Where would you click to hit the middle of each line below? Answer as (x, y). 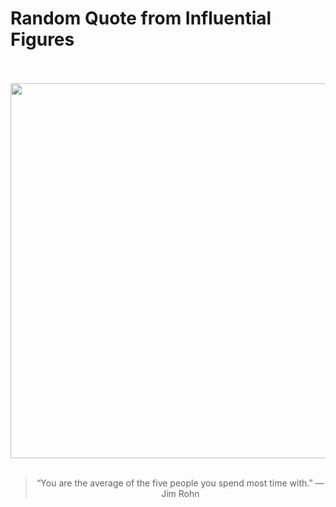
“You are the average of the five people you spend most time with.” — (180, 483)
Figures (42, 39)
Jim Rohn (180, 493)
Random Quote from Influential (141, 18)
